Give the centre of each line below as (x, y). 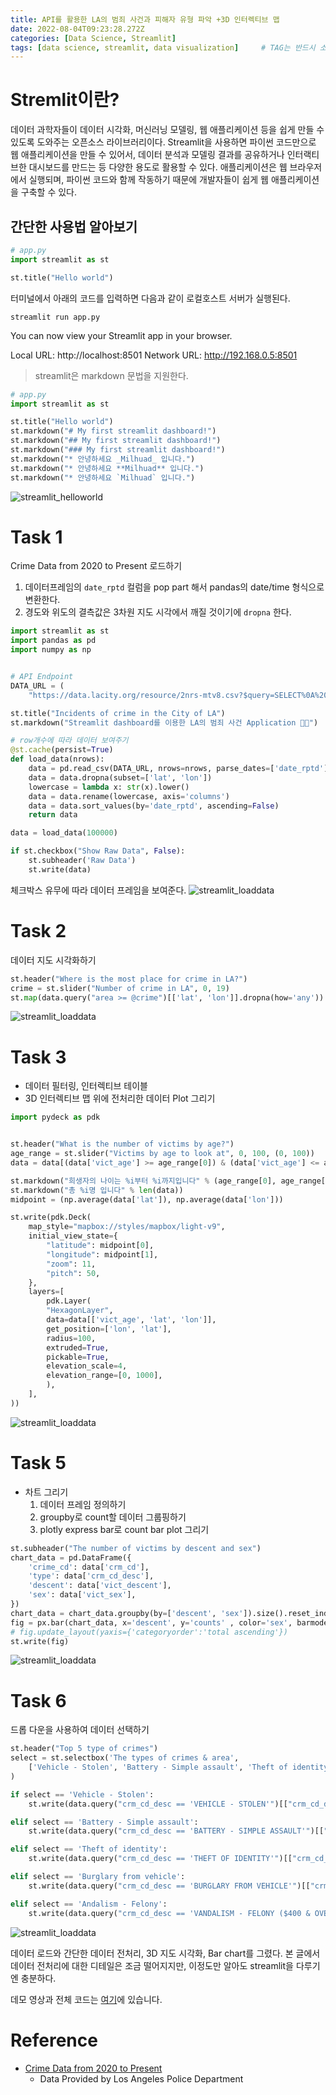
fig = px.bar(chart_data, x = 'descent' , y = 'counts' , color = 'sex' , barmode (169, 1622)
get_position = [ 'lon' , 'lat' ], (109, 1329)
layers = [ (46, 1292)
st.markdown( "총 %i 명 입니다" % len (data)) (97, 1190)
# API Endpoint (42, 677)
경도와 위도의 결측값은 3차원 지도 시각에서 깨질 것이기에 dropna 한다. (158, 612)
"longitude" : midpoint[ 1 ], (102, 1254)
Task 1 (36, 537)
